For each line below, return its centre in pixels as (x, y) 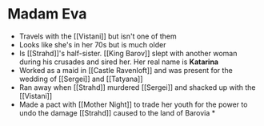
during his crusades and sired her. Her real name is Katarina (119, 62)
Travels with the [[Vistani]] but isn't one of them (98, 36)
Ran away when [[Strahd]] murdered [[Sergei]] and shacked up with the (137, 87)
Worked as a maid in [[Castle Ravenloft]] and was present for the (126, 70)
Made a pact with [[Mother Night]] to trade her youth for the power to (133, 104)
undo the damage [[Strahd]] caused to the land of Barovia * (117, 112)
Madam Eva (47, 14)
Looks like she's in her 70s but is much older (92, 44)
